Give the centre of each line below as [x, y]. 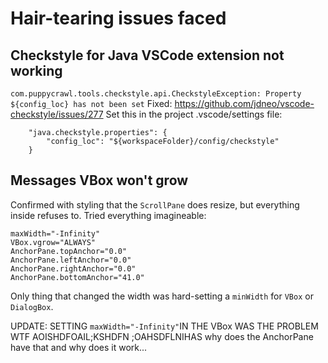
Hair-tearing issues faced [118, 18]
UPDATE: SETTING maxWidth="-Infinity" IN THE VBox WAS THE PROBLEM [164, 326]
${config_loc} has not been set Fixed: [91, 103]
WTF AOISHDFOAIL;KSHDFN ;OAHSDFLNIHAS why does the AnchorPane [162, 336]
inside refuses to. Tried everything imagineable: [108, 215]
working [36, 70]
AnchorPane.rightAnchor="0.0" [73, 268]
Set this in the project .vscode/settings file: [194, 114]
